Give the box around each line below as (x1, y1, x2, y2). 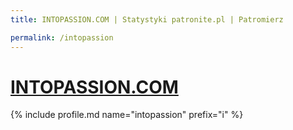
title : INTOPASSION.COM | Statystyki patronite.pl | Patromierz (10, 14, 284, 25)
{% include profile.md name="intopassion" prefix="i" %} (10, 109, 244, 121)
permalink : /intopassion (10, 32, 114, 43)
